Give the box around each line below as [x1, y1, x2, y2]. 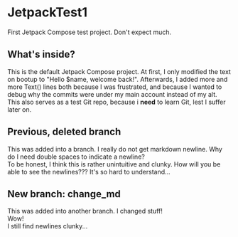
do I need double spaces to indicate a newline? [7, 152, 146, 161]
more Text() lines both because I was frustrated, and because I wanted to [7, 83, 222, 91]
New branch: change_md [7, 188, 121, 200]
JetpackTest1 [7, 4, 87, 21]
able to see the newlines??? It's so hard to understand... [7, 167, 171, 176]
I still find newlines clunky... [7, 222, 88, 231]
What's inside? [7, 48, 76, 60]
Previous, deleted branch [7, 126, 121, 138]
